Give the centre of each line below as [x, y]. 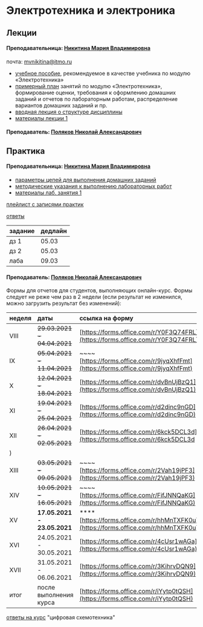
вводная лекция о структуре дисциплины [69, 112]
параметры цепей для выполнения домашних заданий [85, 179]
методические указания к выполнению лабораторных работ [93, 186]
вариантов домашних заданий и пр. [61, 105]
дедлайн [54, 231]
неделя [21, 318]
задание [22, 231]
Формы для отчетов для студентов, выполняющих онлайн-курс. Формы [99, 291]
